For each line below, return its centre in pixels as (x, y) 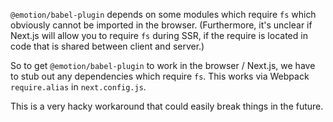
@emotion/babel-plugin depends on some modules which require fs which (163, 14)
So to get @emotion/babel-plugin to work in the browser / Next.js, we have (163, 65)
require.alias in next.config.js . (78, 87)
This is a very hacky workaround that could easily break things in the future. (167, 106)
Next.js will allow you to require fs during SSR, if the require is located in (159, 35)
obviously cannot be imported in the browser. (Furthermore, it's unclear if (161, 25)
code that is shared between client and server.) (107, 46)
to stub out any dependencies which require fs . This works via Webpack (160, 76)
